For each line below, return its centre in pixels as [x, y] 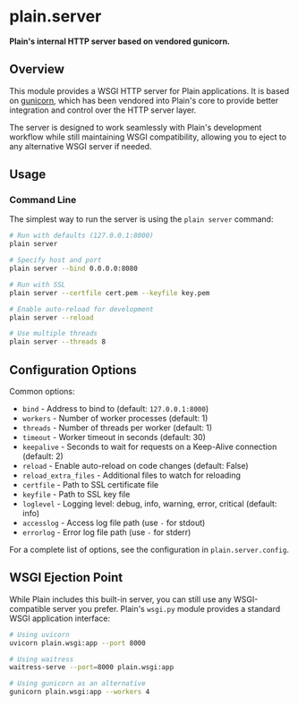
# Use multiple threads [54, 334]
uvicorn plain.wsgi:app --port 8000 [77, 643]
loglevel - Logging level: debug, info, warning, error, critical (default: [149, 504]
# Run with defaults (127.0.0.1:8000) [81, 236]
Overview [37, 69]
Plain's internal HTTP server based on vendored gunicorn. [120, 41]
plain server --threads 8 [57, 342]
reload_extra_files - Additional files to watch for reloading [132, 475]
